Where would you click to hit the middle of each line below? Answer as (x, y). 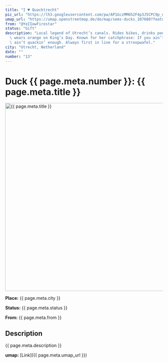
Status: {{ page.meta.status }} (36, 308)
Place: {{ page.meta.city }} (33, 298)
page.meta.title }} (43, 92)
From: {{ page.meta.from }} (33, 318)
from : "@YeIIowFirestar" (31, 24)
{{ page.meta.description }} (33, 345)
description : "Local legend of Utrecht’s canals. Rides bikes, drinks (80, 33)
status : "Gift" (21, 29)
